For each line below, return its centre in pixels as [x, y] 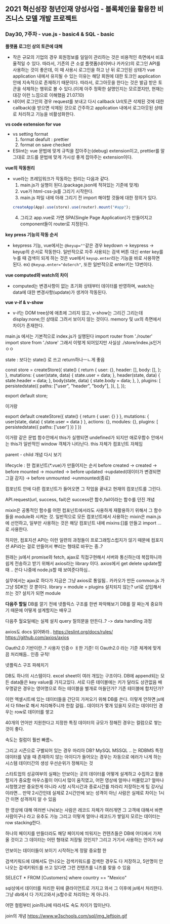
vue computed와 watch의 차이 [37, 275]
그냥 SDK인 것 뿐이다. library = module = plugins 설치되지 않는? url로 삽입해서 [83, 587]
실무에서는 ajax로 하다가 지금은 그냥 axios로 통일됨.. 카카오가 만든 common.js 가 [85, 580]
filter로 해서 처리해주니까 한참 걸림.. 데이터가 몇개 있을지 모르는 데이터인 [87, 705]
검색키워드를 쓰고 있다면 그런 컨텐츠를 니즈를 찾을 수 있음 [75, 867]
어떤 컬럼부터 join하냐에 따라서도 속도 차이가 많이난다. [58, 905]
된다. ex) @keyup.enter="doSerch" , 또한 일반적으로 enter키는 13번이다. [83, 264]
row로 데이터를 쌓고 [34, 712]
